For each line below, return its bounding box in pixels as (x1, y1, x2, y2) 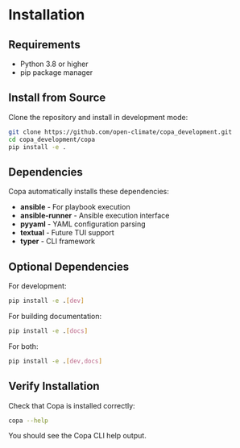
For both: (8, 341, 39, 351)
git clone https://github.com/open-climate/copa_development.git (8, 127, 232, 136)
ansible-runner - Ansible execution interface (19, 211, 170, 221)
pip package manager (19, 68, 93, 77)
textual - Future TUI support (19, 228, 114, 238)
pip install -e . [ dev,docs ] (8, 357, 103, 365)
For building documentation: (8, 311, 102, 321)
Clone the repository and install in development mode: (8, 112, 188, 122)
